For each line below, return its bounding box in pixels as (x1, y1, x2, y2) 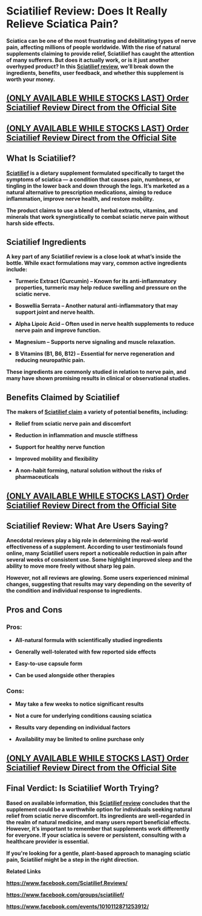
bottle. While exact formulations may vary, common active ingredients (6, 259, 187, 267)
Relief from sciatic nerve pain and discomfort (15, 420, 131, 427)
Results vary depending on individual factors (15, 724, 131, 731)
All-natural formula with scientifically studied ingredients (15, 637, 163, 644)
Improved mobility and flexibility (15, 455, 99, 463)
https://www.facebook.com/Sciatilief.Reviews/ (6, 879, 128, 886)
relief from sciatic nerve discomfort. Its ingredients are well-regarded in (6, 812, 191, 819)
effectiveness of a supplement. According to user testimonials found (6, 543, 183, 551)
